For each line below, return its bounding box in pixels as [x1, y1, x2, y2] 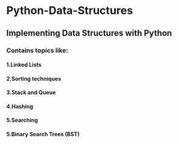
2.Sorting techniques [6, 75, 62, 82]
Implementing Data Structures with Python [6, 28, 173, 38]
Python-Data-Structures [6, 4, 133, 18]
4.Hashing [6, 103, 34, 110]
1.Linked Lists [6, 61, 41, 69]
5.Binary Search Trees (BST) [6, 131, 80, 138]
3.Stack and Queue [6, 89, 56, 96]
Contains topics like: [6, 46, 69, 55]
